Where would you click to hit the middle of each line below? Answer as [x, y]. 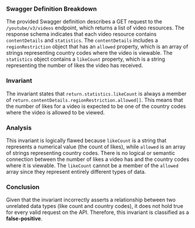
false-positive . [24, 219]
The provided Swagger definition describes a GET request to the [84, 22]
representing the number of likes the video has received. [75, 65]
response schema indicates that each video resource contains [81, 34]
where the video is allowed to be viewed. [56, 112]
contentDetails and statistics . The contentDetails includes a [82, 41]
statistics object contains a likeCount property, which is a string [86, 59]
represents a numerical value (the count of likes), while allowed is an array [96, 147]
